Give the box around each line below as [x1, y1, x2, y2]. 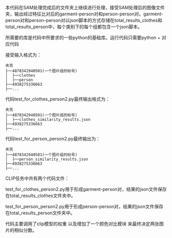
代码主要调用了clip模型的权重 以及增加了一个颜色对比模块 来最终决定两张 [5, 221, 160, 227]
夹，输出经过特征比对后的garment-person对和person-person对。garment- [5, 11, 163, 17]
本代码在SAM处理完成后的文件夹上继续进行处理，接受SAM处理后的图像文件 [5, 5, 165, 10]
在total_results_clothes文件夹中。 [5, 192, 76, 199]
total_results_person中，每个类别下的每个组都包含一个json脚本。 [5, 24, 143, 30]
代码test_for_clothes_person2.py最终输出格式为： [5, 96, 110, 102]
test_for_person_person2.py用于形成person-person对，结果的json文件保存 [5, 204, 163, 209]
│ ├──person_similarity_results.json [5, 157, 88, 162]
